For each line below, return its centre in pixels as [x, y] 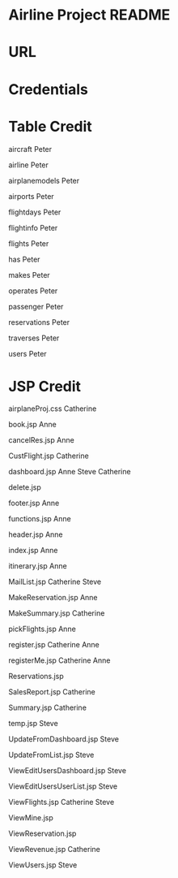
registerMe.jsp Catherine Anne [59, 660]
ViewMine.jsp [31, 818]
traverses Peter [34, 338]
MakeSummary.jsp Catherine [57, 613]
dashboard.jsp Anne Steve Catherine [70, 472]
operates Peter [33, 291]
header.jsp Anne [36, 534]
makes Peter [29, 275]
